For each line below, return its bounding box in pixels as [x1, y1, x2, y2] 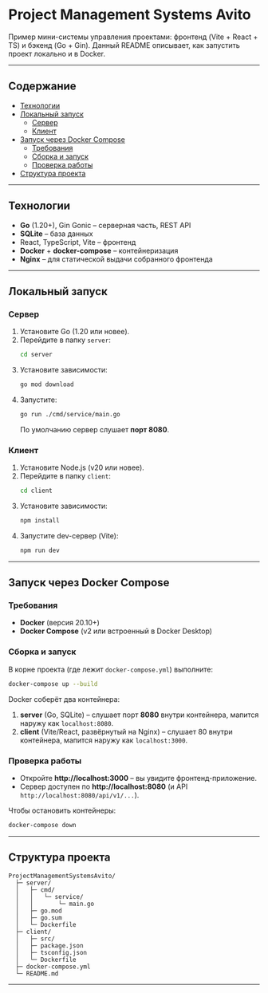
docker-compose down [8, 821, 77, 829]
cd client [19, 487, 53, 495]
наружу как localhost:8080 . [19, 718, 114, 727]
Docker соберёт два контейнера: [8, 694, 120, 703]
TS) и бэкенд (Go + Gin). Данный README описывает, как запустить [8, 40, 241, 49]
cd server [19, 351, 53, 359]
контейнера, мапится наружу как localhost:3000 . [19, 735, 188, 745]
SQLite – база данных [19, 229, 93, 238]
